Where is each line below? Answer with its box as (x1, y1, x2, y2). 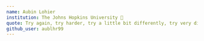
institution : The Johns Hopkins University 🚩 (6, 14, 123, 20)
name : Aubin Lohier (6, 8, 56, 15)
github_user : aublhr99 (6, 25, 64, 32)
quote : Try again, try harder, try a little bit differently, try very (6, 20, 191, 26)
